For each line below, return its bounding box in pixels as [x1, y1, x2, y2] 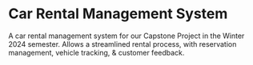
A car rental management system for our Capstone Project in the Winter [8, 31, 245, 40]
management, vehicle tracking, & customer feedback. [8, 48, 185, 57]
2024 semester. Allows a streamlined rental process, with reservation [8, 39, 237, 48]
